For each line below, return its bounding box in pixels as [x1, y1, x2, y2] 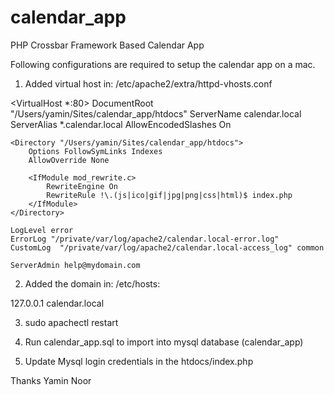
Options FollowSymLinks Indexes [28, 146, 163, 156]
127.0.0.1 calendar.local [10, 297, 105, 309]
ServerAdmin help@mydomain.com [10, 260, 141, 270]
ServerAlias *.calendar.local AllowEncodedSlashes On [10, 118, 232, 130]
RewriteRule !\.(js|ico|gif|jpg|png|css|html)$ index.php [46, 190, 293, 200]
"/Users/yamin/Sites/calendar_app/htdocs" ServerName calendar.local [10, 107, 302, 120]
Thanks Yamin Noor [10, 374, 92, 386]
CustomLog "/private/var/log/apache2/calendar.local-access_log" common [10, 242, 325, 253]
